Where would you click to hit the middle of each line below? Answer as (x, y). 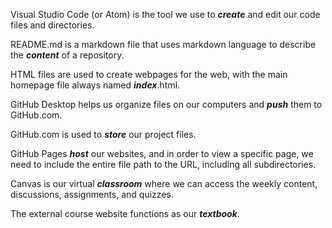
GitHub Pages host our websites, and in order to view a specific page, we (162, 153)
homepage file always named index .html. (95, 85)
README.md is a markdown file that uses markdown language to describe (163, 44)
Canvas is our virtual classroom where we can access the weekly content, (164, 183)
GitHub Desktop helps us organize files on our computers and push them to (166, 104)
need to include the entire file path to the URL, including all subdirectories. (163, 164)
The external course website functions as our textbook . (125, 213)
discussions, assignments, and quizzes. (92, 194)
